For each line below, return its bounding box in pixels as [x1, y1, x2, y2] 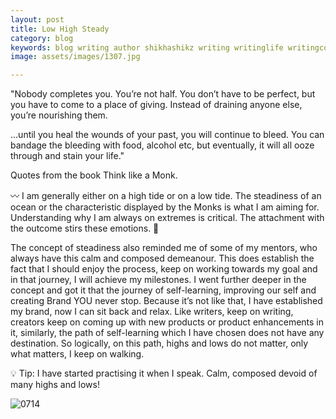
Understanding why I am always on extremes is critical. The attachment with [10, 212, 325, 224]
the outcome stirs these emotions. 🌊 [10, 222, 160, 235]
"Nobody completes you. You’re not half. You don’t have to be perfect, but [10, 88, 316, 100]
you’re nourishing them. [10, 109, 108, 121]
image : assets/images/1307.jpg [10, 52, 141, 62]
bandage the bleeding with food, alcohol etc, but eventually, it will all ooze [10, 139, 315, 151]
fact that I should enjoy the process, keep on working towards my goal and [10, 263, 318, 275]
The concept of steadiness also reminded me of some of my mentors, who [10, 242, 318, 254]
